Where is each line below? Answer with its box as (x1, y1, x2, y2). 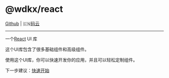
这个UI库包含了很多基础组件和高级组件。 (5, 46, 90, 52)
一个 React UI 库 (5, 36, 38, 42)
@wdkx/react (5, 3, 63, 15)
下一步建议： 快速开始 (5, 67, 49, 73)
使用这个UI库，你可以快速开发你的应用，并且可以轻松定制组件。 (5, 57, 138, 63)
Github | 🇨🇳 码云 (5, 20, 40, 26)
